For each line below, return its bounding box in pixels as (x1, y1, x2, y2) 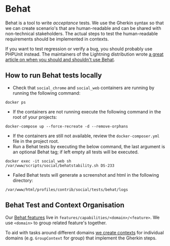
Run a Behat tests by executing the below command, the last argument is (12, 143, 165, 149)
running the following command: (12, 90, 81, 96)
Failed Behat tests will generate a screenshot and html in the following (12, 172, 159, 178)
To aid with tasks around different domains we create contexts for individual (5, 229, 164, 235)
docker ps (5, 100, 26, 105)
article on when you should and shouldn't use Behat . (5, 56, 115, 62)
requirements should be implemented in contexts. (5, 36, 109, 42)
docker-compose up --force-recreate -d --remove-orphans (5, 124, 128, 129)
